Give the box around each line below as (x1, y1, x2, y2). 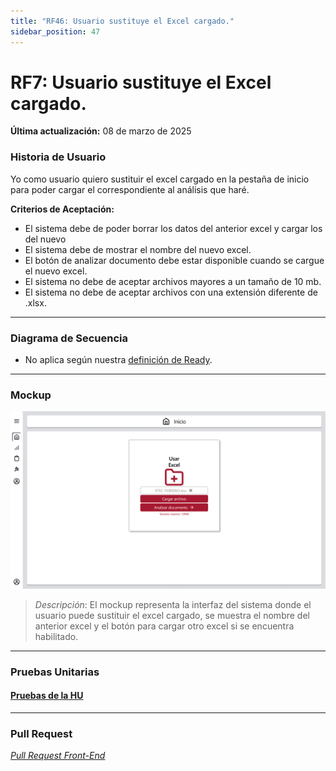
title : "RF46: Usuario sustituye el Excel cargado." (10, 16, 235, 26)
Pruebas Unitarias (10, 665, 100, 679)
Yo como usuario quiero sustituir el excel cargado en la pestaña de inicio (10, 173, 310, 185)
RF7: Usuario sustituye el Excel (10, 71, 272, 94)
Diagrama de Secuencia (10, 331, 129, 345)
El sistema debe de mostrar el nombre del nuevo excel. (24, 243, 252, 255)
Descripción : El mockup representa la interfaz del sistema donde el (34, 598, 312, 610)
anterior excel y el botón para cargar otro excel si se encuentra (34, 620, 295, 632)
